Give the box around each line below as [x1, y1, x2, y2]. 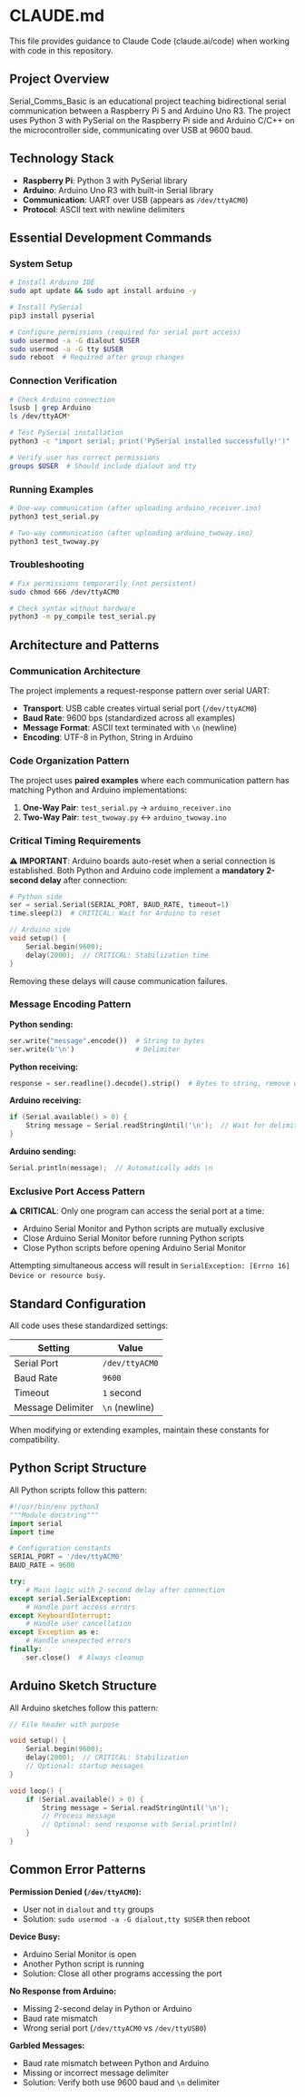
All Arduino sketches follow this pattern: [9, 1702, 159, 1713]
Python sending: [9, 1019, 74, 1029]
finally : [9, 1645, 43, 1654]
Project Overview [9, 72, 110, 87]
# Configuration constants [9, 1544, 112, 1553]
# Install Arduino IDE [9, 278, 95, 287]
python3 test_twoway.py [9, 537, 100, 546]
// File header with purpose [9, 1719, 120, 1729]
